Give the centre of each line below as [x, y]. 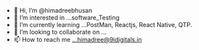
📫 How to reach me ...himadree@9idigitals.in [78, 40]
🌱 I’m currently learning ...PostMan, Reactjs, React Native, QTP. [103, 25]
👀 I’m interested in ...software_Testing [67, 18]
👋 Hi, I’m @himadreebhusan [53, 10]
